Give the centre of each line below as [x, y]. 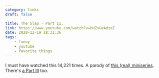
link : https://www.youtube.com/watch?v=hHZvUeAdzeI [60, 28]
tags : [11, 37]
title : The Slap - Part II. [34, 23]
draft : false [19, 14]
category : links [22, 10]
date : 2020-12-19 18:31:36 [33, 33]
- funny [22, 42]
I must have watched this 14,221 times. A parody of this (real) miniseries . [79, 65]
